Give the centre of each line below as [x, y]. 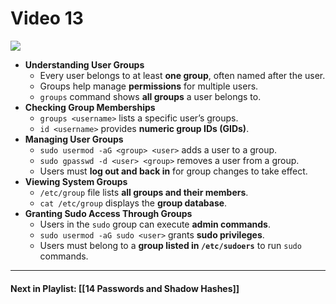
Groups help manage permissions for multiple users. [149, 86]
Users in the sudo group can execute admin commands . [155, 224]
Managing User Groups [74, 139]
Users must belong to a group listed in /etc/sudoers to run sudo [170, 245]
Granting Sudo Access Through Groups [108, 213]
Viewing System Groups [76, 181]
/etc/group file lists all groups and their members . [144, 192]
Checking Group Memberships [90, 107]
